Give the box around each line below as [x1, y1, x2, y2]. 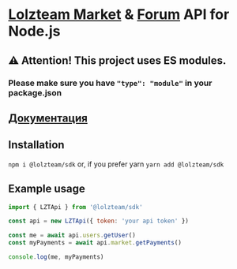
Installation [8, 138, 65, 151]
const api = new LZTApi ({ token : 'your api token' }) [8, 217, 190, 226]
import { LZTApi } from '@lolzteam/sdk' [8, 203, 144, 211]
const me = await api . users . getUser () [8, 231, 136, 240]
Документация [8, 111, 88, 125]
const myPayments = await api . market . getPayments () [8, 239, 182, 247]
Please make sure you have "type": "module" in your [8, 77, 213, 88]
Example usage [8, 182, 85, 196]
